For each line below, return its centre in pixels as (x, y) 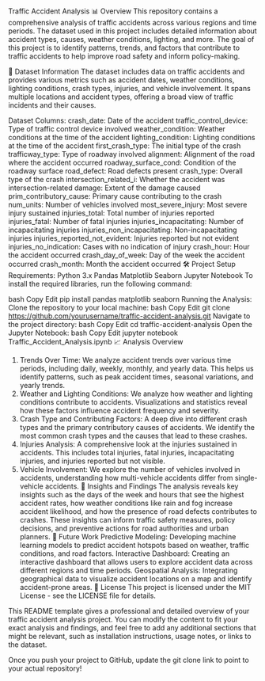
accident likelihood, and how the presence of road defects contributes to (138, 512)
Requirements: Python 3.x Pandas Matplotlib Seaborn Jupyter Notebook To (131, 275)
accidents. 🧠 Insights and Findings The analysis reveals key (142, 486)
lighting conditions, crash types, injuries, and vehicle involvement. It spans (129, 88)
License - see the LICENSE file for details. (88, 595)
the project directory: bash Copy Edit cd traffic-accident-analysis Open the (131, 324)
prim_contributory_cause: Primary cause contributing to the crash (115, 196)
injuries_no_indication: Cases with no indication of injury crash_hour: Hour (129, 247)
